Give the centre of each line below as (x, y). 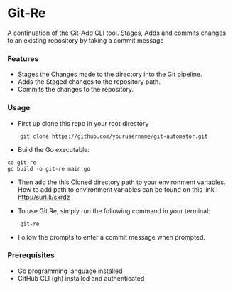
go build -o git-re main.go (49, 168)
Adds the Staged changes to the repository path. (89, 82)
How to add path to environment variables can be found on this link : (118, 189)
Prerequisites (31, 255)
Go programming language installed (70, 271)
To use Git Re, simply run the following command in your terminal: (114, 210)
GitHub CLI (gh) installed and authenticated (81, 278)
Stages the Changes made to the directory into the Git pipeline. (110, 74)
